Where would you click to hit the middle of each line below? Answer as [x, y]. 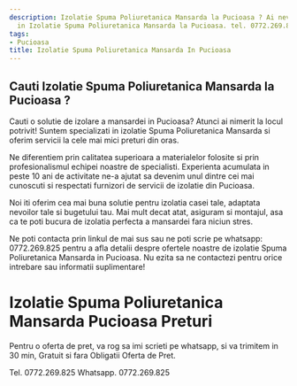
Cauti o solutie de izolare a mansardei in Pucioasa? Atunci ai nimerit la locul [146, 121]
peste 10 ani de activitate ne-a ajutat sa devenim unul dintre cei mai [132, 176]
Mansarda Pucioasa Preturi [111, 322]
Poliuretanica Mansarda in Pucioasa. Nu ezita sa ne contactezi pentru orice [146, 257]
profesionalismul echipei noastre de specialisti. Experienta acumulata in [139, 166]
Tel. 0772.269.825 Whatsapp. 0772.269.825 [90, 372]
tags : [19, 34]
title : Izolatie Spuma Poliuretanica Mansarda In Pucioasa [120, 50]
